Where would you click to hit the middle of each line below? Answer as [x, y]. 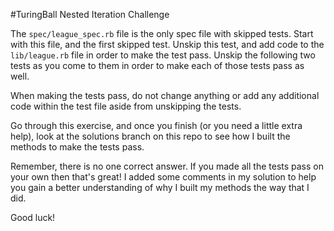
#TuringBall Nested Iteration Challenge [90, 14]
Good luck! [33, 217]
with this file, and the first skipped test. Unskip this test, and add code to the [167, 44]
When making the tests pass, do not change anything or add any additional [165, 95]
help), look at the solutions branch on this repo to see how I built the [150, 136]
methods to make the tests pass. [77, 147]
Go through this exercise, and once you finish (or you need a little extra [156, 125]
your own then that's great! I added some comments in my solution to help [163, 177]
